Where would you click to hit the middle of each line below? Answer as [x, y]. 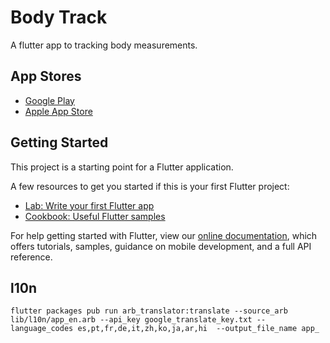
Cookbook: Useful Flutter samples [95, 216]
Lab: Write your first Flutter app [89, 205]
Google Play [49, 100]
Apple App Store [58, 111]
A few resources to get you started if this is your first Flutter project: [150, 186]
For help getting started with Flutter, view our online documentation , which [164, 235]
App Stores [46, 76]
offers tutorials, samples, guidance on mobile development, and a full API [161, 246]
